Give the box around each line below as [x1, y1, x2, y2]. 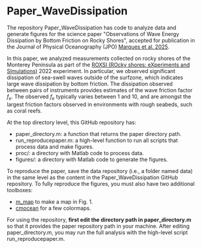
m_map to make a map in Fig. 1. [15, 198, 93, 205]
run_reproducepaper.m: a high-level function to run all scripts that [15, 137, 178, 144]
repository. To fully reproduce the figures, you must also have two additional [7, 180, 195, 187]
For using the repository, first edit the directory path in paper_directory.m [7, 216, 191, 223]
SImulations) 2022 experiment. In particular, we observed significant [7, 67, 176, 74]
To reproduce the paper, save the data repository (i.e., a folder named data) [7, 167, 193, 174]
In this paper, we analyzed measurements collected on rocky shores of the [7, 55, 191, 62]
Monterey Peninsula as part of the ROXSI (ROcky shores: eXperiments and [7, 61, 190, 68]
